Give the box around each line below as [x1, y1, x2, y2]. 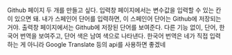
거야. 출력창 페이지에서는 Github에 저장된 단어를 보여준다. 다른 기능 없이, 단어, [7, 23, 218, 31]
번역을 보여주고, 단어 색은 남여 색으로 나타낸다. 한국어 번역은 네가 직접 [19, 32, 208, 40]
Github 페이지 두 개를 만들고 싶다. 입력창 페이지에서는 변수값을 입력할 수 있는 [7, 6, 215, 14]
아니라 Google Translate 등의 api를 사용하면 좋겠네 [27, 41, 166, 48]
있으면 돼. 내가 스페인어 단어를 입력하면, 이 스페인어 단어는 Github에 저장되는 [14, 14, 222, 23]
